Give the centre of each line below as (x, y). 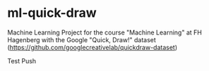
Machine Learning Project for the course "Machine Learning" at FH (105, 32)
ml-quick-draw (52, 13)
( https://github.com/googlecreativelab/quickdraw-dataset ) (92, 47)
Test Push (22, 60)
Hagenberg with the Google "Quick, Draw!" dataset (82, 39)
